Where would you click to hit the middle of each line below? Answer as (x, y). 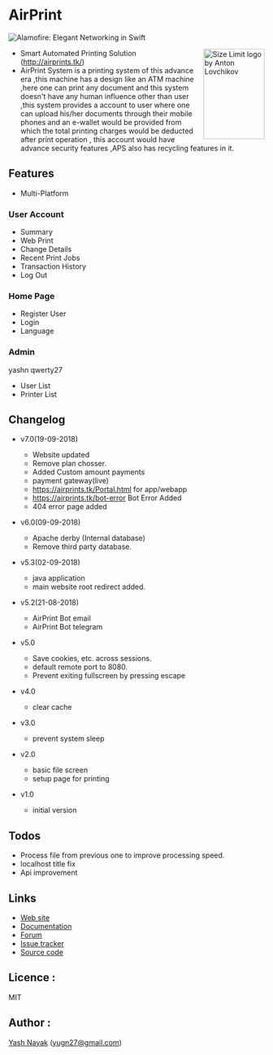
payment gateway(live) (71, 481)
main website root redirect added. (89, 587)
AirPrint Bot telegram (67, 627)
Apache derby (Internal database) (89, 538)
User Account (36, 214)
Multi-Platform (44, 193)
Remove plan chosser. (69, 464)
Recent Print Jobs (50, 258)
